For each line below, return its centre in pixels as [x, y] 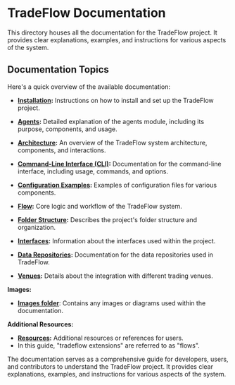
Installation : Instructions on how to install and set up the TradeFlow [115, 100]
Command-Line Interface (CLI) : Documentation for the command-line [119, 164]
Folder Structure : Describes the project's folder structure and [107, 219]
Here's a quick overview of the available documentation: [89, 87]
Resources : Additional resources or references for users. [101, 338]
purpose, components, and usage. [67, 129]
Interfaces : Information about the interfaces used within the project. [116, 240]
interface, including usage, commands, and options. [93, 171]
